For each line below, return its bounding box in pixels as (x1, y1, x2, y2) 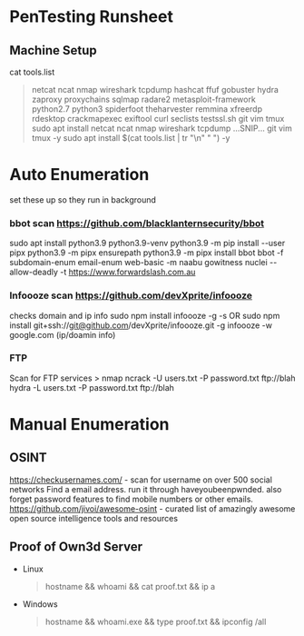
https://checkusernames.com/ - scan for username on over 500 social (9, 474, 272, 485)
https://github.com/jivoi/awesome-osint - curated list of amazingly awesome (9, 502, 296, 514)
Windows (22, 598, 58, 610)
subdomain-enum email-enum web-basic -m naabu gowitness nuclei (9, 257, 268, 268)
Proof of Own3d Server (9, 539, 143, 555)
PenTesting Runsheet (9, 6, 174, 27)
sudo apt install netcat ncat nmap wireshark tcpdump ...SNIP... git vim (31, 123, 292, 134)
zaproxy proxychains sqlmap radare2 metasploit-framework (31, 94, 256, 104)
